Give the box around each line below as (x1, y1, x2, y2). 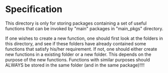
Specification (5, 4, 63, 15)
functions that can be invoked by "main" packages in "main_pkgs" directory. (5, 25, 163, 31)
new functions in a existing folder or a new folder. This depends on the (5, 51, 152, 57)
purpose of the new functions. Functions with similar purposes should (5, 56, 150, 62)
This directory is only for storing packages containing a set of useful (5, 20, 147, 26)
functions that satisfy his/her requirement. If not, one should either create (5, 46, 157, 52)
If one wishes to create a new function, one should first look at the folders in (5, 35, 163, 41)
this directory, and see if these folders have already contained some (5, 40, 146, 46)
